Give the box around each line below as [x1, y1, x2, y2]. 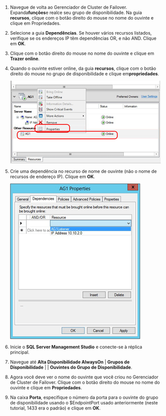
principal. [10, 349, 30, 355]
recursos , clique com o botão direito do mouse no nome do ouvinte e [10, 15, 154, 21]
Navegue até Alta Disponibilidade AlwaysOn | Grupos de [10, 359, 130, 365]
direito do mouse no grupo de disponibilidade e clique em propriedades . [10, 71, 159, 77]
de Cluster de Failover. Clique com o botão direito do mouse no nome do [10, 379, 160, 385]
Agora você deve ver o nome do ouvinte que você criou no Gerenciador [10, 374, 159, 380]
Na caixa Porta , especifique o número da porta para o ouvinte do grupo [10, 394, 158, 400]
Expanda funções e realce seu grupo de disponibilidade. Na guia [10, 10, 142, 16]
